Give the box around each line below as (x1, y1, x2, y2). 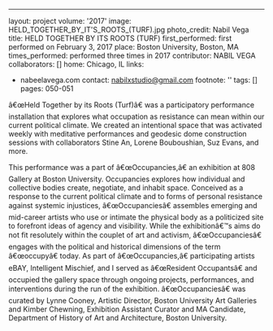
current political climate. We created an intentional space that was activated (8, 120, 262, 130)
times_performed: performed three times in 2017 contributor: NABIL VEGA (8, 50, 256, 60)
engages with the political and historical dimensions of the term (8, 242, 221, 251)
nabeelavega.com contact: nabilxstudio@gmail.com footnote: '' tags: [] (19, 75, 258, 85)
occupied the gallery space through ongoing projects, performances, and (8, 275, 254, 285)
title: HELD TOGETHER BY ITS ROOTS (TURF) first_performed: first (8, 33, 232, 43)
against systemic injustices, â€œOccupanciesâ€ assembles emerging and (8, 201, 258, 210)
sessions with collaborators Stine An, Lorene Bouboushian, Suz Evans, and (8, 137, 259, 147)
